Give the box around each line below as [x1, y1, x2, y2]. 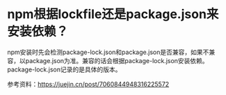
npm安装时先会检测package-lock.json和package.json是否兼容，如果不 [7, 48, 209, 56]
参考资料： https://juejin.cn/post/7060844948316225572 [7, 80, 170, 88]
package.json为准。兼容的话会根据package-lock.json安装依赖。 [25, 56, 209, 64]
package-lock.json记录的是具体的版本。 [7, 65, 122, 74]
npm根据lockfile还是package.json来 [7, 6, 219, 22]
